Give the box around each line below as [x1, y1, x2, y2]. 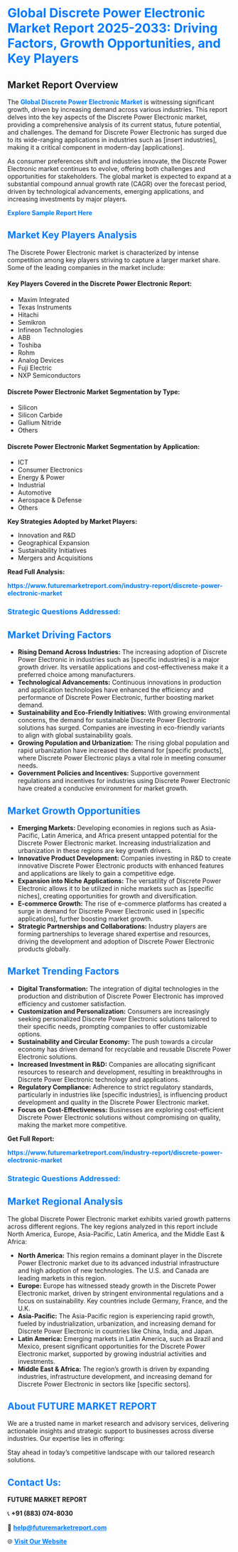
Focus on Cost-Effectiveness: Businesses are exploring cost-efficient [17, 1105, 224, 1114]
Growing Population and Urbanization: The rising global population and [17, 739, 229, 747]
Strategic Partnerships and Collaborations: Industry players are [17, 921, 207, 931]
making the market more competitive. [17, 1120, 128, 1129]
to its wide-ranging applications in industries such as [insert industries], [7, 135, 217, 144]
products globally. [17, 944, 71, 953]
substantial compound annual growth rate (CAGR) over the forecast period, [7, 180, 227, 188]
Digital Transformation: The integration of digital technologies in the [17, 984, 219, 993]
